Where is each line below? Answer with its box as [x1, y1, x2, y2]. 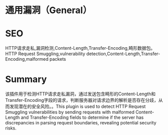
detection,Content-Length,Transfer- [86, 51, 160, 57]
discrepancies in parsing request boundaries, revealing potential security [5, 120, 157, 126]
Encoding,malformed [5, 56, 49, 62]
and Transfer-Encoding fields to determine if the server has [21, 114, 144, 120]
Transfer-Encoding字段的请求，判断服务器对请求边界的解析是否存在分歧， [5, 97, 159, 103]
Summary [5, 74, 47, 85]
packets [49, 56, 66, 62]
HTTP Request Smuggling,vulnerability [5, 51, 86, 57]
